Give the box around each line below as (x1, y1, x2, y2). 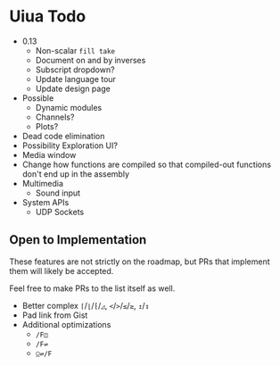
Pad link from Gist (21, 310, 88, 320)
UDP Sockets (35, 206, 85, 217)
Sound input (35, 187, 81, 198)
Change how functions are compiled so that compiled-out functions (21, 159, 272, 170)
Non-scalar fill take (35, 45, 116, 55)
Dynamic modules (35, 102, 103, 112)
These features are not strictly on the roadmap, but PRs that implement (9, 256, 270, 267)
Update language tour (35, 73, 116, 84)
